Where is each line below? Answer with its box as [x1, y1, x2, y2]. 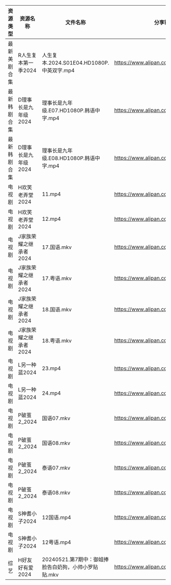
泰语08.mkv [42, 489, 71, 496]
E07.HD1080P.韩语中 [48, 107, 100, 114]
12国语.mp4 [42, 514, 71, 521]
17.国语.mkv [42, 244, 72, 251]
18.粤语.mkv [42, 337, 72, 344]
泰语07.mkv [42, 464, 71, 471]
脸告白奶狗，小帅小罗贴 [42, 564, 98, 570]
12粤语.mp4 [42, 539, 71, 546]
